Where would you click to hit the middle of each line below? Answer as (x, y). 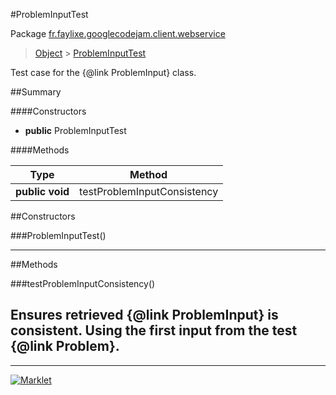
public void (42, 191)
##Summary (36, 92)
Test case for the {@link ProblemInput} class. (103, 72)
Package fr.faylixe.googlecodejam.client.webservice (118, 33)
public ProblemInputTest (75, 130)
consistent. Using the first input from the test (154, 330)
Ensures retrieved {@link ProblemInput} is (144, 315)
